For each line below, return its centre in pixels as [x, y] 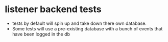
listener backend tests [53, 9]
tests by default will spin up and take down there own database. [79, 23]
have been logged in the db [41, 34]
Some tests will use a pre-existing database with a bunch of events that [87, 28]
